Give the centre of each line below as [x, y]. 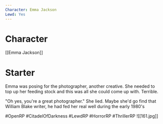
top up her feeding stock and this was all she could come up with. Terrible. [82, 92]
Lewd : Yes [15, 14]
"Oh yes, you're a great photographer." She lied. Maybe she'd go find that [81, 101]
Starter [20, 73]
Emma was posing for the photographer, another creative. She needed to [80, 86]
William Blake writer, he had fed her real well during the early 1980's [75, 107]
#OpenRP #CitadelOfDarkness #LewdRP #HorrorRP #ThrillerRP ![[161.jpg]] [82, 116]
